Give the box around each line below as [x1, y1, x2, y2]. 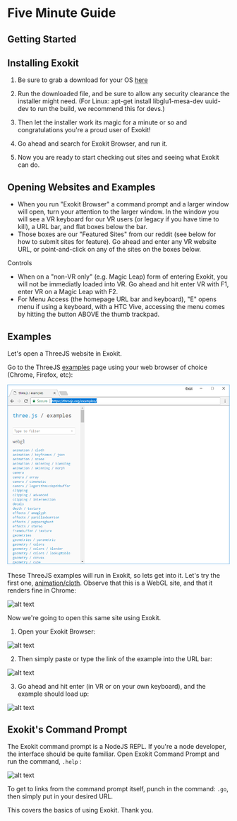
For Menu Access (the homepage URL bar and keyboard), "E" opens [17, 295, 217, 303]
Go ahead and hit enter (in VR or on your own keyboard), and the [17, 682, 206, 690]
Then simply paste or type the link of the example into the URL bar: [17, 654, 213, 663]
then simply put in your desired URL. [7, 792, 114, 800]
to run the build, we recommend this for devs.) [30, 105, 165, 113]
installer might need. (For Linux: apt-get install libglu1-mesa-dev [17, 97, 204, 105]
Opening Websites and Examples [7, 181, 156, 193]
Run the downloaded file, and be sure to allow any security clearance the [17, 90, 230, 98]
